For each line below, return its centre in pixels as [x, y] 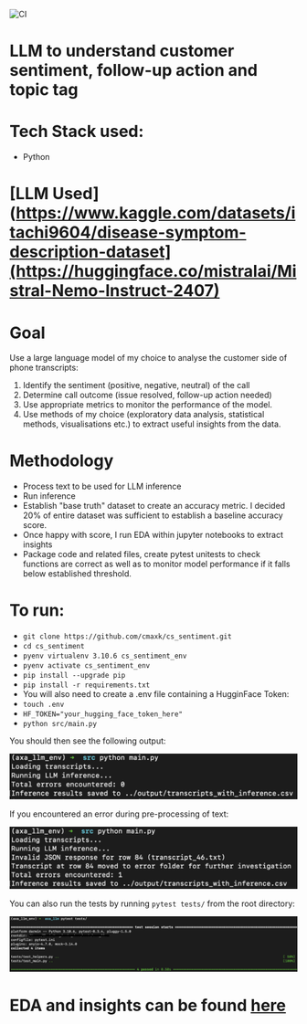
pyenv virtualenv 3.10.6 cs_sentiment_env [105, 656]
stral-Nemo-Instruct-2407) [115, 291]
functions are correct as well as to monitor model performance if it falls [156, 564]
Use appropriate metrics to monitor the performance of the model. [147, 405]
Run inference [49, 496]
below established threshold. [77, 574]
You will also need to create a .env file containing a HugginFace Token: [156, 694]
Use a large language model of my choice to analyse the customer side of [148, 358]
